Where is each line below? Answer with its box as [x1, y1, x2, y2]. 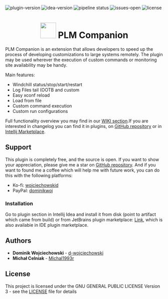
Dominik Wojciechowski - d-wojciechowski [12, 250, 104, 256]
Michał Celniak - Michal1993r [12, 255, 74, 261]
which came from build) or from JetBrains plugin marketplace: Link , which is [5, 217, 163, 223]
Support [5, 143, 32, 152]
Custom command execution [12, 103, 72, 109]
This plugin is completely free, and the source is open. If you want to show [5, 156, 159, 163]
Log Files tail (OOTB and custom [12, 87, 80, 93]
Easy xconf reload [12, 92, 50, 98]
